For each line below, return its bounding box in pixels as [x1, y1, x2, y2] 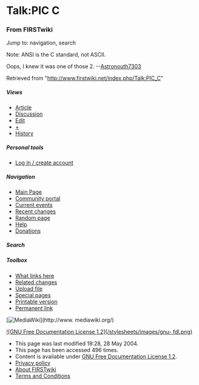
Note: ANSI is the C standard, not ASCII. [6, 51, 106, 58]
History [15, 130, 34, 137]
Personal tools [6, 144, 44, 151]
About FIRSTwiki [15, 366, 56, 373]
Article [15, 104, 32, 111]
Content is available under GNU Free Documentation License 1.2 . [15, 353, 177, 360]
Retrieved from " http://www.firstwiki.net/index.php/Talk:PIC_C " [6, 74, 164, 82]
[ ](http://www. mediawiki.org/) [6, 316, 114, 323]
